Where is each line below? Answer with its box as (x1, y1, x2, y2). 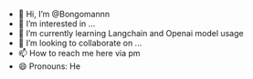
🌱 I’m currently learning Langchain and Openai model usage (17, 28, 244, 38)
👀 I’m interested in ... (17, 18, 96, 29)
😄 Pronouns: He (17, 61, 80, 72)
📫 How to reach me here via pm (17, 48, 141, 58)
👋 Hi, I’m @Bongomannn (17, 9, 111, 19)
